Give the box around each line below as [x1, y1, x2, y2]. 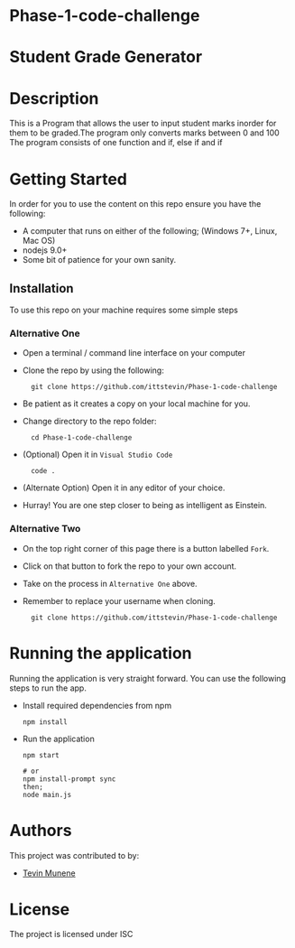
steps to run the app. [9, 683, 88, 693]
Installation [9, 281, 74, 296]
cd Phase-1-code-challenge [31, 433, 133, 442]
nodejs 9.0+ [22, 245, 68, 256]
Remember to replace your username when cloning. [22, 595, 217, 606]
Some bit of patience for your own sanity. [22, 255, 177, 265]
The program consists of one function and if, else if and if [9, 137, 223, 148]
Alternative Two [9, 523, 81, 535]
